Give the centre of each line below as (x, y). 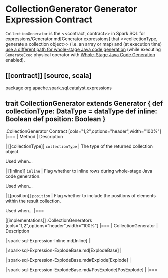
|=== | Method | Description (34, 136)
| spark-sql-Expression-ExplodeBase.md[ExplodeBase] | (63, 250)
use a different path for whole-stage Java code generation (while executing (83, 49)
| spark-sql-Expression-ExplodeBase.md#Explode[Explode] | (68, 260)
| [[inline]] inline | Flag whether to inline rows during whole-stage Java (79, 171)
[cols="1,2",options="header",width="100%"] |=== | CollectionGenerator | (82, 225)
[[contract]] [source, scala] (48, 76)
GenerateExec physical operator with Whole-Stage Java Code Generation (80, 55)
